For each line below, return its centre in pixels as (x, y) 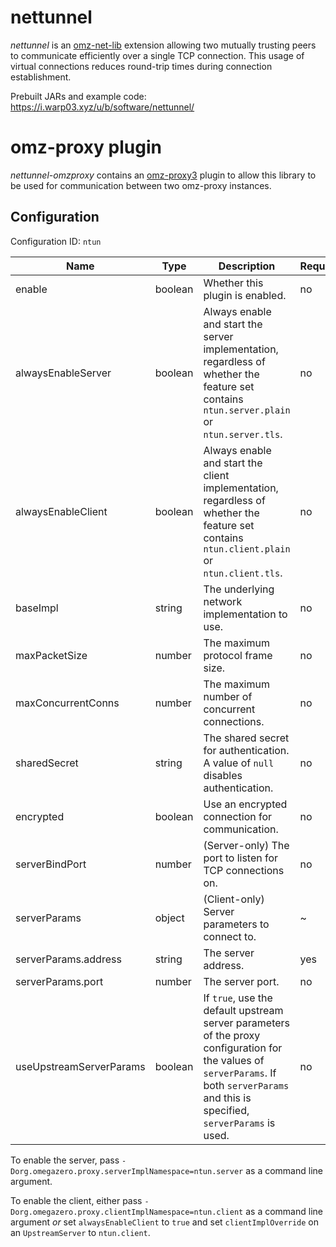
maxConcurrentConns (67, 703)
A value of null (239, 763)
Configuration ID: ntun (56, 241)
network (223, 601)
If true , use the (238, 998)
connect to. (230, 936)
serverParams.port (59, 981)
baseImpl (37, 608)
